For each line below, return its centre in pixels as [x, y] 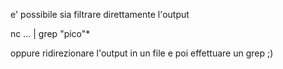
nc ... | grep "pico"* [50, 33]
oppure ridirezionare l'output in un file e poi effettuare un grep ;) [142, 53]
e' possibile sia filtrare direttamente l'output [100, 14]
